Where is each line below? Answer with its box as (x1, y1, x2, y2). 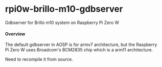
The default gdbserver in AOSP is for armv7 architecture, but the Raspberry (5, 42, 158, 47)
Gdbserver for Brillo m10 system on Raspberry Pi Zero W (5, 20, 119, 25)
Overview (5, 31, 25, 37)
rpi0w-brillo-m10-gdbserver (5, 3, 123, 15)
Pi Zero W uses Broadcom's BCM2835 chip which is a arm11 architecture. (5, 47, 153, 53)
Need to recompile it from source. (5, 56, 73, 62)
